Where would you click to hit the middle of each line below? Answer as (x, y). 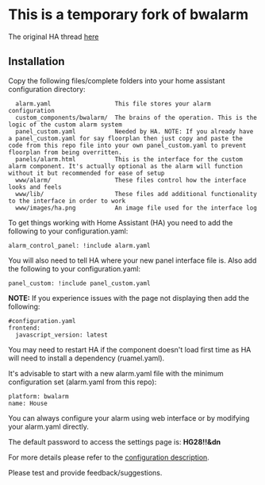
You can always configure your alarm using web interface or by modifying (129, 418)
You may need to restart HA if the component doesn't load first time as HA (130, 349)
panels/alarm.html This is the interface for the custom (129, 159)
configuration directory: (47, 89)
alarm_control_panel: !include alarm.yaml (79, 245)
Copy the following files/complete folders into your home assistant (117, 80)
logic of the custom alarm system (65, 125)
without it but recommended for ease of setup (86, 173)
